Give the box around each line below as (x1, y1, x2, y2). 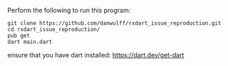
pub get (7, 32, 31, 39)
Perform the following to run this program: (7, 6, 131, 14)
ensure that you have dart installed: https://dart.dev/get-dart (7, 51, 185, 59)
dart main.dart (7, 38, 53, 45)
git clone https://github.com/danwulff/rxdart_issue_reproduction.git (7, 20, 222, 27)
